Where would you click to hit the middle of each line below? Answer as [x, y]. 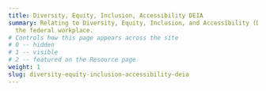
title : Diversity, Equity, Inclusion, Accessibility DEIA [106, 15]
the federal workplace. [54, 30]
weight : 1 [25, 67]
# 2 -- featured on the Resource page [72, 60]
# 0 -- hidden [32, 45]
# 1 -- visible [33, 52]
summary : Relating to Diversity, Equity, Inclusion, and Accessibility [129, 23]
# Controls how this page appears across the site [93, 38]
